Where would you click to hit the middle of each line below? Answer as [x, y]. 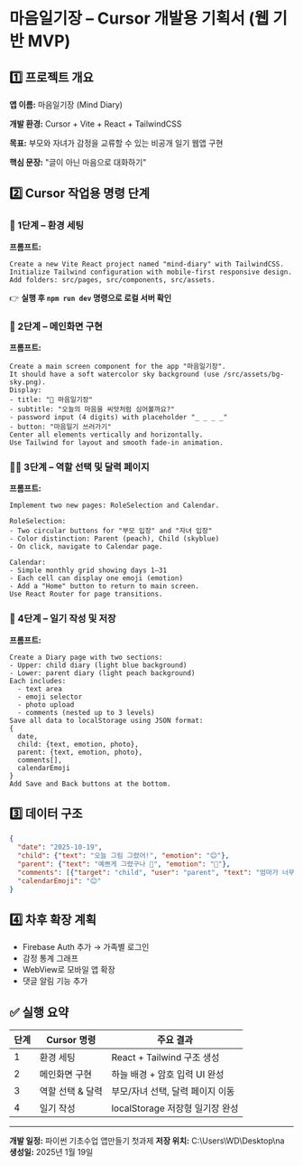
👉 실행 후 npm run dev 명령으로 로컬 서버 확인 [91, 297]
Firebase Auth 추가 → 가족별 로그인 [86, 947]
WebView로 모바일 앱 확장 [69, 970]
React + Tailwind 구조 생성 [165, 1058]
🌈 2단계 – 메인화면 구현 [56, 326]
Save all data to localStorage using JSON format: [106, 720]
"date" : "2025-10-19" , [60, 847]
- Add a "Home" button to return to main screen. [105, 587]
